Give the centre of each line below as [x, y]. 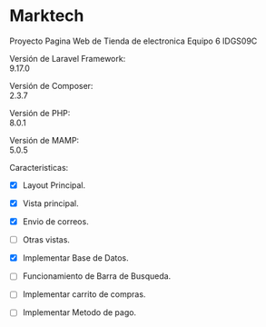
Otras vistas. [46, 240]
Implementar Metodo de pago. [79, 312]
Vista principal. [50, 203]
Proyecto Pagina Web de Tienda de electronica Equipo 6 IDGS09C [133, 41]
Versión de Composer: [51, 85]
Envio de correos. [55, 222]
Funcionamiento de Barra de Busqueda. [97, 276]
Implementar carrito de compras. [84, 294]
